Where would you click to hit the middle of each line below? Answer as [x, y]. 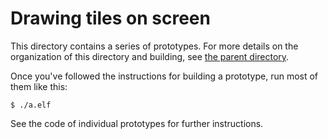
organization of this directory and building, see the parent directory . [150, 56]
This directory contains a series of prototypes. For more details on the [154, 46]
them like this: [39, 86]
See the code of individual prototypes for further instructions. [137, 123]
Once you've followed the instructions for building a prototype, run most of [164, 76]
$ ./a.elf [31, 105]
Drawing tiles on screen [110, 18]
